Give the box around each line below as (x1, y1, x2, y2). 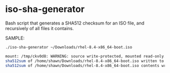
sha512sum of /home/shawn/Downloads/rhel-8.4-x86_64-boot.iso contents (5, 63, 159, 68)
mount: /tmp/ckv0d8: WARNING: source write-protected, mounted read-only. (5, 53, 166, 58)
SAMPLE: (5, 35, 25, 41)
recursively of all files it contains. (5, 25, 74, 31)
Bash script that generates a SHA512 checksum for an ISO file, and (5, 20, 145, 26)
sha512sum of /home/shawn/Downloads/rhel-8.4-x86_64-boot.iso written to (5, 58, 164, 63)
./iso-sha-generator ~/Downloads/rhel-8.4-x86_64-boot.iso (5, 44, 133, 49)
